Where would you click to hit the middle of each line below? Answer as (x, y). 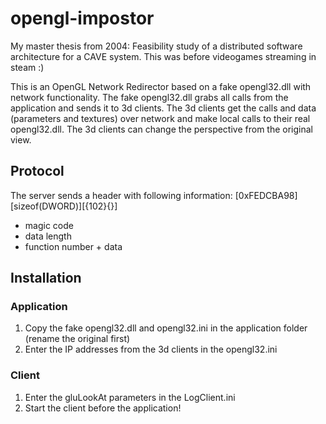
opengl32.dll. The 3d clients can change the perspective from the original (161, 129)
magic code (49, 225)
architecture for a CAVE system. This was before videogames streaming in (163, 56)
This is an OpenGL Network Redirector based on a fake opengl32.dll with (161, 86)
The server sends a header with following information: (121, 195)
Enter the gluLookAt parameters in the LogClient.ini (130, 397)
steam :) (27, 67)
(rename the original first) (77, 339)
